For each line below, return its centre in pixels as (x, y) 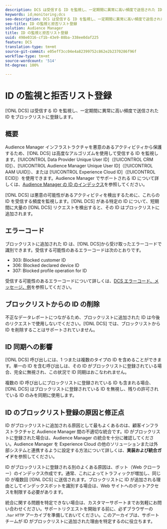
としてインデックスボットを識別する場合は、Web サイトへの (71, 486)
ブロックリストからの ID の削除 (53, 304)
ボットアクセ (146, 486)
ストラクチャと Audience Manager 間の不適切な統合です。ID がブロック (79, 432)
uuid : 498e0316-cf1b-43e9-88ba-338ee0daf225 (52, 38)
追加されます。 (20, 213)
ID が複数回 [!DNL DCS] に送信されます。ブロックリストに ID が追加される (81, 480)
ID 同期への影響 (29, 347)
